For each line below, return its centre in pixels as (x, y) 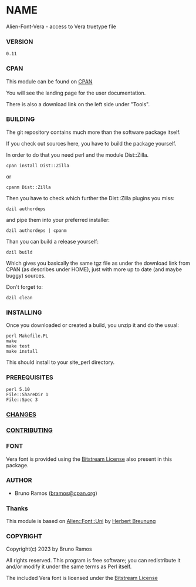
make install (22, 352)
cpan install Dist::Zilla (38, 166)
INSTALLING (24, 312)
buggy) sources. (26, 275)
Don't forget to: (24, 287)
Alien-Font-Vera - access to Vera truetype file (61, 26)
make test (18, 346)
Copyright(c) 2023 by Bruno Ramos (49, 549)
